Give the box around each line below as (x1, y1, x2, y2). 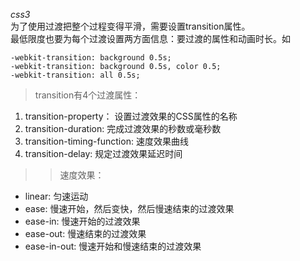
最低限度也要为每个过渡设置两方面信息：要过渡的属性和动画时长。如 (10, 33, 291, 44)
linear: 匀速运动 (24, 190, 89, 202)
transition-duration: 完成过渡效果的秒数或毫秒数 (24, 123, 222, 134)
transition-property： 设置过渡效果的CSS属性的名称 (24, 110, 238, 122)
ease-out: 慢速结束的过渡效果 (24, 228, 147, 239)
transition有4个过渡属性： (34, 89, 142, 101)
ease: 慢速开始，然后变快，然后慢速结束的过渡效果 (24, 203, 235, 214)
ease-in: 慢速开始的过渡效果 (24, 215, 141, 227)
